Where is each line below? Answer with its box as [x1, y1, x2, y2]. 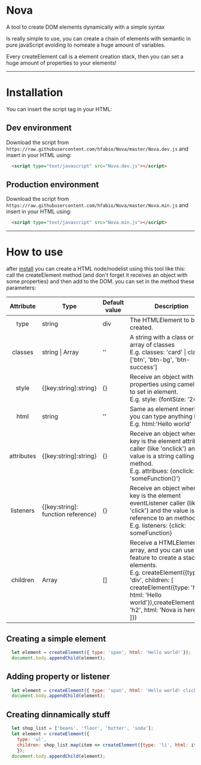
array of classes [129, 341, 175, 349]
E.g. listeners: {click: [129, 521, 187, 530]
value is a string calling [129, 452, 194, 460]
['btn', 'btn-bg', [129, 356, 174, 364]
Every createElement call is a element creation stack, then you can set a [6, 53, 184, 60]
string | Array [41, 348, 79, 356]
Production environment [6, 179, 99, 189]
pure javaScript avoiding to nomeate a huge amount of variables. [6, 41, 166, 48]
